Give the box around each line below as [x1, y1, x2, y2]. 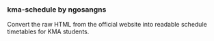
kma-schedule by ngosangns [7, 5, 107, 14]
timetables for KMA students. [7, 27, 90, 36]
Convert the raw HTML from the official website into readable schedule [7, 20, 207, 29]
